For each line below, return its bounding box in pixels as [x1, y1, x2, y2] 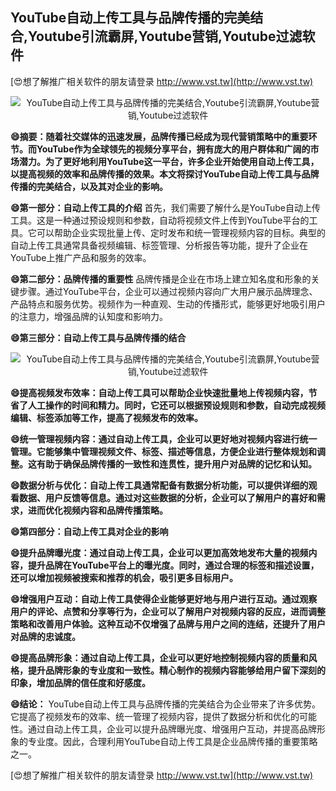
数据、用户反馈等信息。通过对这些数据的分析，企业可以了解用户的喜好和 [18, 491, 317, 503]
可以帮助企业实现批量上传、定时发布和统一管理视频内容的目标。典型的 [36, 226, 326, 238]
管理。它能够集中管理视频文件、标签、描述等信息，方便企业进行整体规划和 [10, 445, 317, 457]
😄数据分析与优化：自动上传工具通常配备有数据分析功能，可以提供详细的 [10, 479, 309, 491]
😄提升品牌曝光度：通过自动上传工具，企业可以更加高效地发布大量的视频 [10, 546, 309, 558]
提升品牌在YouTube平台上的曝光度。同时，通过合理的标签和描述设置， [27, 559, 320, 571]
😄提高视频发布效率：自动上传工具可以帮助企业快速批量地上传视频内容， [10, 386, 309, 398]
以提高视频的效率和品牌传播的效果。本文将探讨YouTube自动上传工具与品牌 [10, 168, 320, 180]
